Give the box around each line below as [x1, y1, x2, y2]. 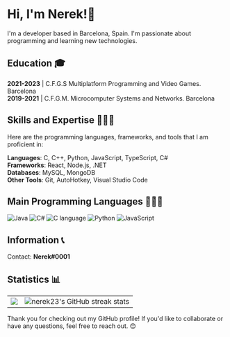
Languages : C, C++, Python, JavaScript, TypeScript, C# [7, 153, 168, 162]
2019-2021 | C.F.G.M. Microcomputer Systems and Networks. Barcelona [7, 94, 215, 103]
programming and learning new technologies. [7, 36, 138, 44]
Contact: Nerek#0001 [7, 252, 71, 261]
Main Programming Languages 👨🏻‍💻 [7, 196, 163, 207]
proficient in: [7, 140, 44, 148]
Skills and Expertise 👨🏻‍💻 [7, 114, 115, 126]
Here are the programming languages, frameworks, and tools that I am [7, 132, 208, 141]
